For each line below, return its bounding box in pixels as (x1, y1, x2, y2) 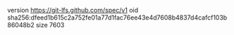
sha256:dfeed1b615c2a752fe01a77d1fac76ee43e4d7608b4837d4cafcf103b (7, 13, 228, 22)
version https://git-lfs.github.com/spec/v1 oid (7, 6, 139, 14)
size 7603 (35, 21, 65, 29)
